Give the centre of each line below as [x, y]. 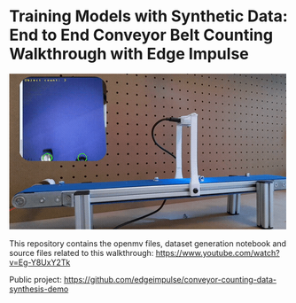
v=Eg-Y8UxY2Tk [40, 262]
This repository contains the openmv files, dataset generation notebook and [148, 243]
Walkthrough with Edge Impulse [129, 54]
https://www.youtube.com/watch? [218, 252]
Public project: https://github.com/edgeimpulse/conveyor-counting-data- [143, 279]
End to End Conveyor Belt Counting [141, 35]
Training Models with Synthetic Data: [148, 16]
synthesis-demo [39, 289]
